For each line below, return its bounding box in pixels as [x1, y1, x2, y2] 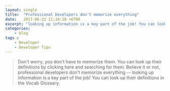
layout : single [5, 7, 37, 13]
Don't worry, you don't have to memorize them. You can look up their [17, 58, 162, 64]
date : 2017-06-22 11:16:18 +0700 [5, 17, 80, 22]
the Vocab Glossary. [17, 80, 60, 86]
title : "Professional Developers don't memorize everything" [5, 12, 139, 17]
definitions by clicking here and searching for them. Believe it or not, [17, 64, 160, 70]
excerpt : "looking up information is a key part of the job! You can [5, 21, 155, 27]
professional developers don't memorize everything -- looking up [17, 69, 154, 75]
